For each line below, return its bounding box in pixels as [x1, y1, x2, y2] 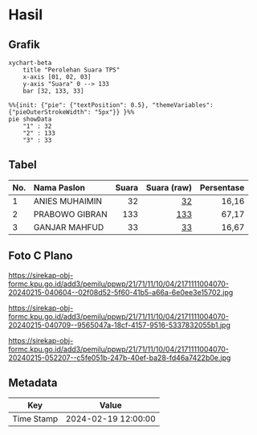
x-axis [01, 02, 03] [22, 73, 92, 81]
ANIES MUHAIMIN [33, 195, 103, 207]
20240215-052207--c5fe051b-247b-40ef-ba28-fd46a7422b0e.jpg [8, 352, 231, 363]
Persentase [199, 182, 245, 193]
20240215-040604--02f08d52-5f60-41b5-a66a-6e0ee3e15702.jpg [8, 287, 234, 297]
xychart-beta [8, 59, 52, 67]
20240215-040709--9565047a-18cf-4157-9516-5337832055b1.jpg [8, 320, 231, 330]
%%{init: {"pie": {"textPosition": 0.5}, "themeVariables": [8, 101, 214, 109]
